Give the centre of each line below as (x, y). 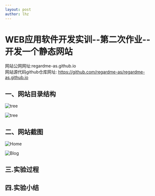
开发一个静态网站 (39, 52)
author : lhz (17, 14)
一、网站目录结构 (30, 94)
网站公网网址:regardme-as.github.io (41, 66)
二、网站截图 (24, 132)
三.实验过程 (22, 170)
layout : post (18, 9)
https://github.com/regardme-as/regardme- (101, 72)
